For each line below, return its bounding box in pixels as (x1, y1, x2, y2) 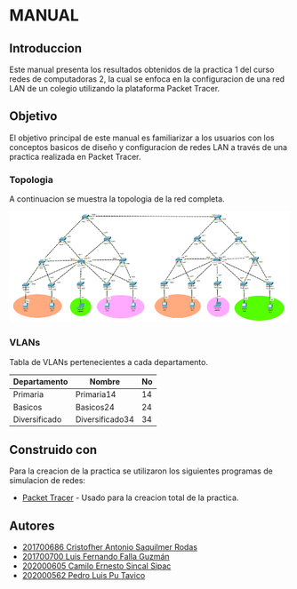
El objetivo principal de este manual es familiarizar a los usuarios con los (9, 132, 275, 143)
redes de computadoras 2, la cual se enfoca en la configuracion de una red (9, 74, 285, 84)
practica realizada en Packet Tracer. (9, 151, 141, 162)
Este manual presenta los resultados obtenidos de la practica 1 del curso (9, 64, 275, 75)
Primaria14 (75, 389, 116, 400)
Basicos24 (75, 402, 115, 412)
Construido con (9, 442, 98, 458)
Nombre (89, 377, 121, 387)
